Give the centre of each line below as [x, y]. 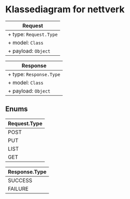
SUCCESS [20, 180]
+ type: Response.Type [34, 74]
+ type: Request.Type [33, 34]
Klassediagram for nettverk [65, 9]
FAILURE [18, 189]
